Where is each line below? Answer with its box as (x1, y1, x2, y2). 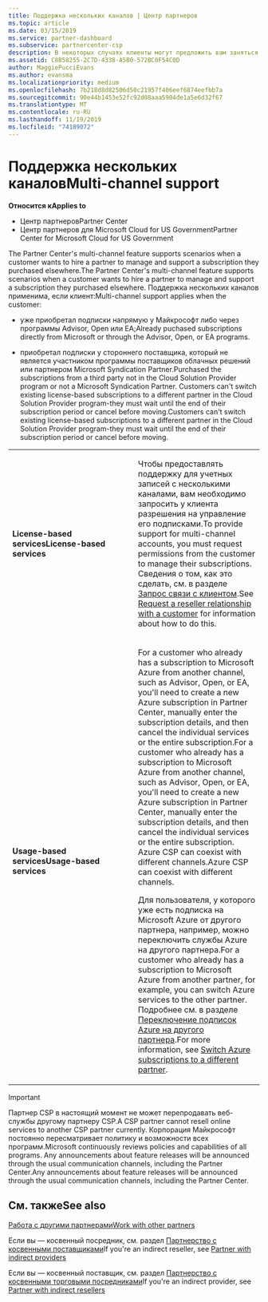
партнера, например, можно (138, 924, 250, 935)
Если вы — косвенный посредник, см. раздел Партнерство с (8, 1235, 217, 1245)
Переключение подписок (138, 1014, 237, 1025)
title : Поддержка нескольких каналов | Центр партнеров (8, 11, 198, 20)
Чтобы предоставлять (138, 458, 223, 469)
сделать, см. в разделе (138, 578, 228, 589)
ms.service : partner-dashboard (8, 34, 112, 42)
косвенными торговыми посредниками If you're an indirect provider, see (8, 1276, 251, 1286)
